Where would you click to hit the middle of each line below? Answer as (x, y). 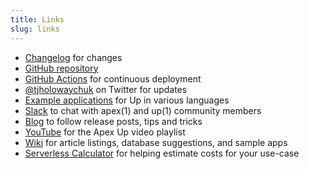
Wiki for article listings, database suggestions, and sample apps (156, 142)
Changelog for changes (73, 57)
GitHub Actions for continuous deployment (113, 78)
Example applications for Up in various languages (127, 100)
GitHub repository (61, 68)
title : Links (37, 19)
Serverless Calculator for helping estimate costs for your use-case (162, 153)
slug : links (35, 29)
